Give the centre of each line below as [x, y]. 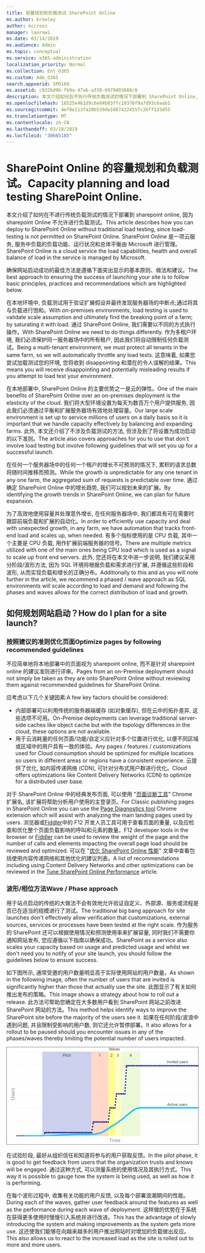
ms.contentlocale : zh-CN [38, 122]
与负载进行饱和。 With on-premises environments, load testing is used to [97, 310]
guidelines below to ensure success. [52, 960]
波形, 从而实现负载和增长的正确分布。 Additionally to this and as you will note [102, 572]
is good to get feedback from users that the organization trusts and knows [100, 1162]
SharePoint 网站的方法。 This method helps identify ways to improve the [97, 1010]
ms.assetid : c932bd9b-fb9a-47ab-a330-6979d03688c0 [72, 91]
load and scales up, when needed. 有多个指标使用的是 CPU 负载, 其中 [105, 536]
